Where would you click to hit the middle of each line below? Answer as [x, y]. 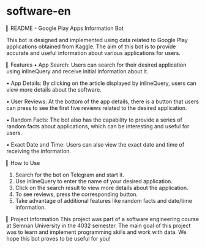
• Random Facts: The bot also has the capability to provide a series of [94, 120]
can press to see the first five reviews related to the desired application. [97, 108]
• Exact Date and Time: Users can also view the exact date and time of [95, 144]
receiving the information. [39, 151]
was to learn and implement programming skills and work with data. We [96, 232]
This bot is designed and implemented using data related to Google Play [97, 40]
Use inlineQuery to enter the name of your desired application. [94, 181]
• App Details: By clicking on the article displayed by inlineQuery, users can [102, 83]
